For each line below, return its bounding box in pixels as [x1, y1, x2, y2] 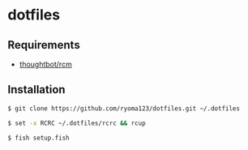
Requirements [7, 38, 80, 52]
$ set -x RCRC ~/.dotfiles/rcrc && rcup [7, 119, 147, 127]
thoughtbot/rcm [19, 59, 72, 69]
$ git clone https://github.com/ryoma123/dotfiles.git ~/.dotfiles [7, 104, 241, 113]
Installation [7, 83, 66, 96]
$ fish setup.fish [7, 134, 70, 142]
